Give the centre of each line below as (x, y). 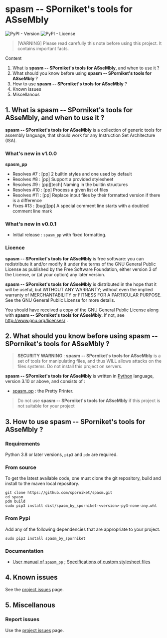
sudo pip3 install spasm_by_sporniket (45, 538)
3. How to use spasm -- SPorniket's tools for (75, 422)
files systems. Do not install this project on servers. (70, 366)
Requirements (23, 443)
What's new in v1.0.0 (31, 153)
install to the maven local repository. (42, 484)
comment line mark (32, 211)
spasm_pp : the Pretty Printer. (43, 391)
